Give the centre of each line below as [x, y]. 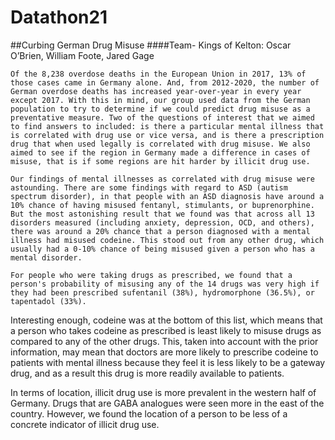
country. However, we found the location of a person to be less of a [149, 413]
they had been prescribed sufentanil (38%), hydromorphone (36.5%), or [162, 292]
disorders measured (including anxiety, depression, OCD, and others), [162, 222]
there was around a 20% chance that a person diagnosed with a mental [160, 231]
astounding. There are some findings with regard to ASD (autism [149, 187]
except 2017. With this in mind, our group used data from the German [160, 100]
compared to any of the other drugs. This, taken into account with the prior [164, 341]
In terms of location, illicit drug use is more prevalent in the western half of [163, 392]
